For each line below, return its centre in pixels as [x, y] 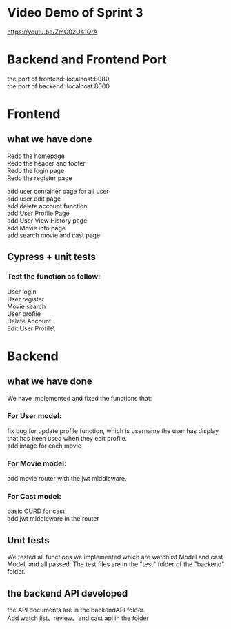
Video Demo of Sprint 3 [75, 13]
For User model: [34, 416]
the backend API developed [68, 593]
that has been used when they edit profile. [67, 438]
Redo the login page [36, 170]
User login [22, 292]
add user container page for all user [58, 191]
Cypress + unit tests [52, 257]
